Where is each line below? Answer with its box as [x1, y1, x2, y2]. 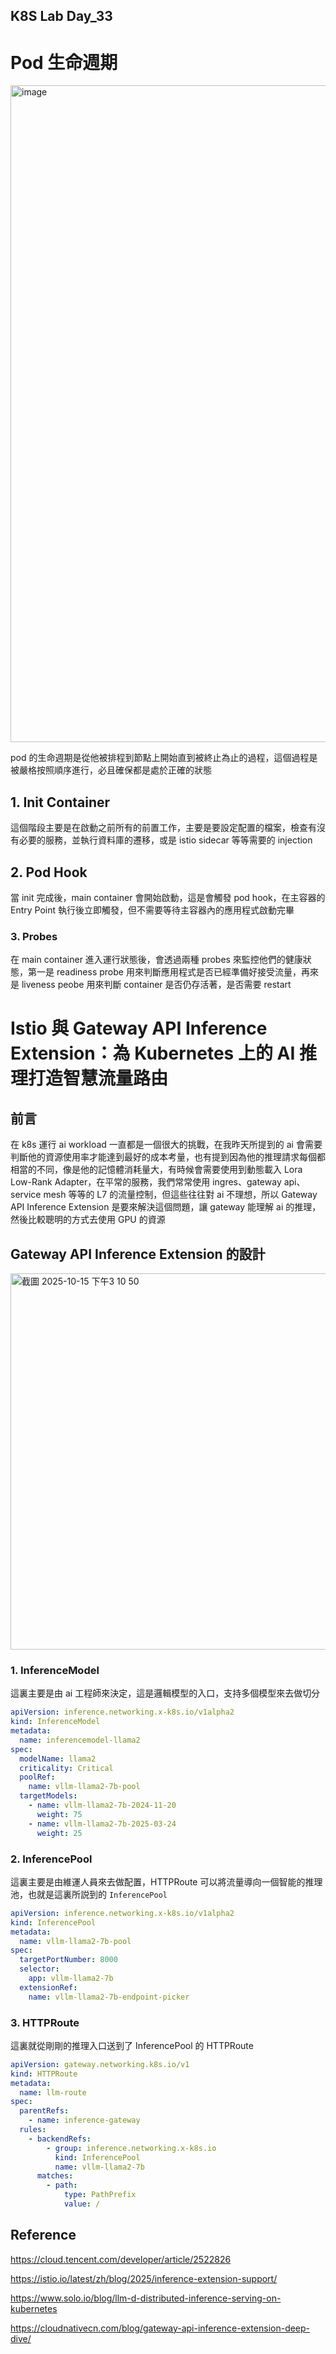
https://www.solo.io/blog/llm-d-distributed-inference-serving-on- [10, 2292, 282, 2304]
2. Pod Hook [10, 864, 88, 881]
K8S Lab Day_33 [10, 8, 113, 25]
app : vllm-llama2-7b [28, 1974, 114, 1984]
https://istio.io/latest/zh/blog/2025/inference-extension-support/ [10, 2272, 278, 2284]
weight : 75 [36, 1809, 83, 1819]
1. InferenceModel [10, 1663, 100, 1677]
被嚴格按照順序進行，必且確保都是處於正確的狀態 [10, 764, 212, 776]
